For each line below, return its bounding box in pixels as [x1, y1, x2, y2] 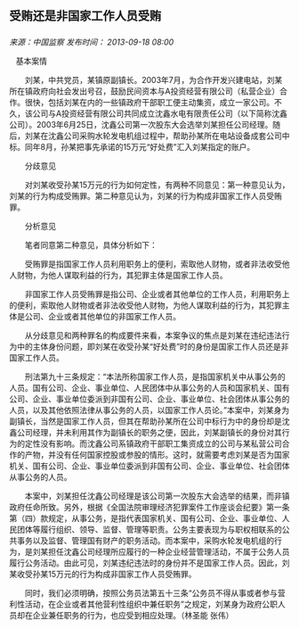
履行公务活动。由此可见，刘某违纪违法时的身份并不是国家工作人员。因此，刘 [9, 558, 290, 568]
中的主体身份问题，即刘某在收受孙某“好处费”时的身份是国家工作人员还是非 [16, 342, 289, 352]
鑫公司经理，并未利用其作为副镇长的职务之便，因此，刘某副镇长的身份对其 [9, 427, 282, 438]
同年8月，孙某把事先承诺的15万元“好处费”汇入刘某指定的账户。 [24, 142, 255, 153]
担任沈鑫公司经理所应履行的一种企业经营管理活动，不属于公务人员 [47, 547, 290, 558]
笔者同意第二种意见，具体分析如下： [24, 240, 158, 251]
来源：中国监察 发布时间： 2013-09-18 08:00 [9, 37, 174, 47]
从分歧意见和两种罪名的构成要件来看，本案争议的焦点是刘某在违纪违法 [24, 330, 282, 341]
